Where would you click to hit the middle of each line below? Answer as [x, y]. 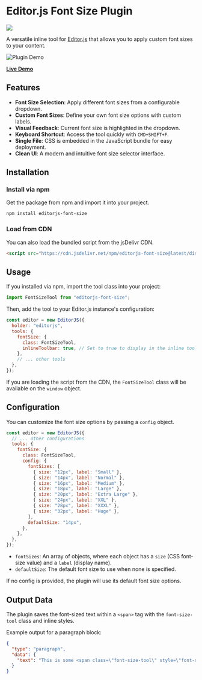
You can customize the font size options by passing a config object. [90, 422]
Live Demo [20, 69]
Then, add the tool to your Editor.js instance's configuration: [81, 309]
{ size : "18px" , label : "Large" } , [77, 489]
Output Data [29, 600]
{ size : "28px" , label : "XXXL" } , [76, 506]
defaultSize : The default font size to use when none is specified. [95, 569]
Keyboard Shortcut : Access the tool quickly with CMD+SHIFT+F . [92, 134]
